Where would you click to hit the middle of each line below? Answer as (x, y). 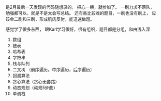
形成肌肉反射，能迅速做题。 (67, 19)
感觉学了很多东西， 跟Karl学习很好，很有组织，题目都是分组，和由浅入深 (78, 29)
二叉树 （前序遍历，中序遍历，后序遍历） (53, 69)
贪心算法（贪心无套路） (36, 82)
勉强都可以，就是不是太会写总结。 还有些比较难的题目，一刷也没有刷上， (78, 13)
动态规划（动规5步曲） (35, 88)
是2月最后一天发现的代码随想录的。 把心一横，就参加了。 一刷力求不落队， (80, 7)
